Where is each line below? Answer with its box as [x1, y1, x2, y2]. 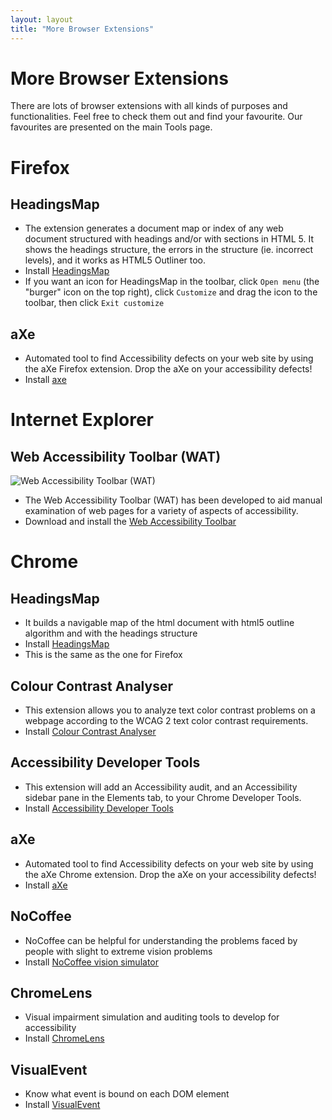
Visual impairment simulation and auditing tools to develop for [24, 1011, 280, 1023]
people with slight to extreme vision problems [24, 945, 213, 957]
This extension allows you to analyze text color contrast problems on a [24, 704, 316, 716]
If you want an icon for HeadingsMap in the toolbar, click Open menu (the [24, 276, 320, 288]
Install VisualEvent [24, 1099, 101, 1111]
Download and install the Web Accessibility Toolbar [24, 516, 237, 528]
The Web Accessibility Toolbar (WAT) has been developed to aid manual [24, 494, 323, 506]
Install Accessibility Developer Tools [24, 802, 174, 814]
